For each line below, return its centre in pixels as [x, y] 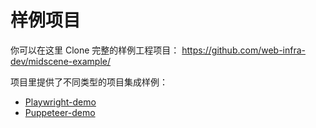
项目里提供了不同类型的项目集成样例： [89, 82]
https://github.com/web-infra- [244, 50]
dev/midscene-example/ [61, 61]
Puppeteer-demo [60, 112]
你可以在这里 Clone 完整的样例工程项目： [95, 50]
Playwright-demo [60, 102]
